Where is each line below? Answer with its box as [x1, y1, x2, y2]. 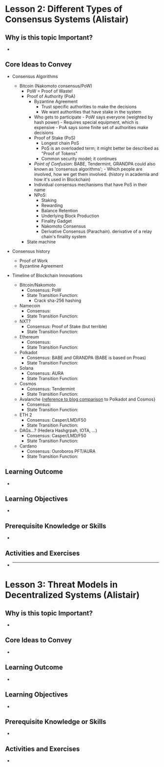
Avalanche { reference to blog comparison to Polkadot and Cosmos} [19, 396, 156, 402]
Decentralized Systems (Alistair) [5, 589, 140, 601]
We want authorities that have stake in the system [41, 109, 142, 114]
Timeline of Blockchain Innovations [12, 272, 83, 278]
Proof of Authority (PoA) [26, 93, 76, 99]
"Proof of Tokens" [41, 150, 78, 156]
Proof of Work [19, 258, 48, 264]
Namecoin [19, 302, 41, 309]
